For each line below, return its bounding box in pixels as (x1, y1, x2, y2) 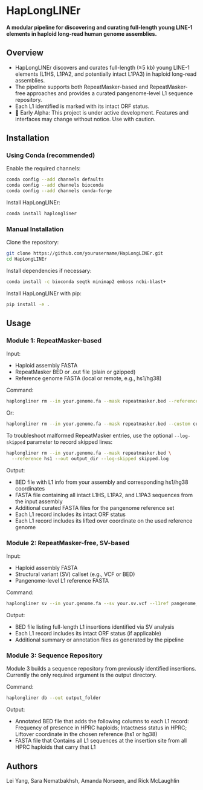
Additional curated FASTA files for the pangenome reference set (14, 504, 175, 511)
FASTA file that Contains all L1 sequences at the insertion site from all (14, 737, 187, 745)
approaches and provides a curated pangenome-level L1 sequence (27, 89, 193, 97)
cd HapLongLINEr (6, 256, 47, 263)
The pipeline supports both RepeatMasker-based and (14, 83, 149, 90)
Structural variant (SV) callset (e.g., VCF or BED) (14, 571, 135, 578)
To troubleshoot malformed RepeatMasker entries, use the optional (6, 432, 173, 440)
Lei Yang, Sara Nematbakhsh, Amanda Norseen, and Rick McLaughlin (6, 777, 179, 785)
